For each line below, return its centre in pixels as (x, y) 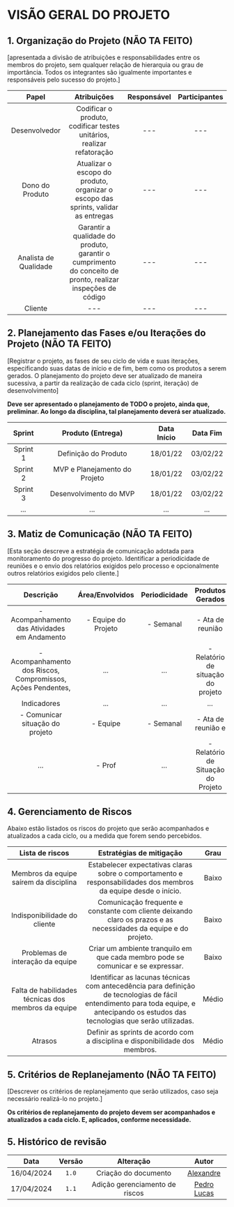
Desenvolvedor (36, 130)
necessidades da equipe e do (140, 929)
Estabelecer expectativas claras (140, 865)
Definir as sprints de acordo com (140, 1033)
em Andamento (41, 637)
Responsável (150, 97)
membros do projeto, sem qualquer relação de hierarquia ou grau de (106, 65)
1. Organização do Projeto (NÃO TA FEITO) (100, 41)
